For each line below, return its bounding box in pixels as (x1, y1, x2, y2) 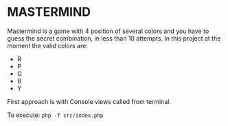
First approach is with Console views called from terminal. (7, 97, 172, 105)
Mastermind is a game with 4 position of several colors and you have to (7, 27, 209, 35)
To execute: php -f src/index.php (7, 111, 104, 119)
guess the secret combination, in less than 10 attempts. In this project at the (7, 34, 221, 42)
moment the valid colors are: (7, 41, 88, 50)
